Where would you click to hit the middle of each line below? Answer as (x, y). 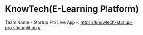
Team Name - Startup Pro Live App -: (42, 22)
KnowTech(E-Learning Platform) (72, 9)
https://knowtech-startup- (107, 22)
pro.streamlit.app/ (23, 27)
